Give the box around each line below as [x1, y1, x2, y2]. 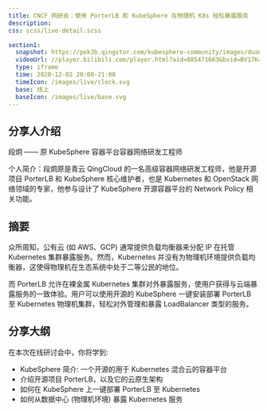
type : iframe [15, 63, 59, 72]
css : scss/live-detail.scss [8, 26, 102, 34]
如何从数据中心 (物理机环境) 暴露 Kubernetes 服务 [19, 394, 183, 404]
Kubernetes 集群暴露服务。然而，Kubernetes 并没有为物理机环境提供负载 [8, 252, 249, 262]
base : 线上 [15, 85, 49, 93]
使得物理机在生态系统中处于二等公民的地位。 [35, 263, 183, 271]
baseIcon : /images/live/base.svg [15, 93, 127, 101]
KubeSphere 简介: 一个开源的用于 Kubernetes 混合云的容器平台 [19, 364, 227, 373]
